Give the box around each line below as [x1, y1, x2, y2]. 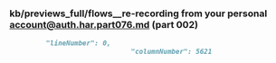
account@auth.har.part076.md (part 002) [9, 18, 199, 31]
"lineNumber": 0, [45, 39, 111, 48]
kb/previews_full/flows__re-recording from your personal [9, 7, 268, 20]
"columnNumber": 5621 [130, 48, 213, 57]
